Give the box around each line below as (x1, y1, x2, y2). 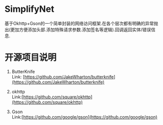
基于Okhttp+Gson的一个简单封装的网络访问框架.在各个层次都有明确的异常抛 (4, 20, 159, 26)
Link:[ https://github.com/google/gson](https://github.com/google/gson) (11, 114, 158, 120)
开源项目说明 (4, 52, 57, 63)
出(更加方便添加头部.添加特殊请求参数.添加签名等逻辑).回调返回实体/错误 (4, 26, 151, 33)
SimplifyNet (4, 3, 55, 15)
